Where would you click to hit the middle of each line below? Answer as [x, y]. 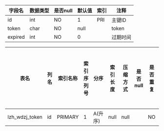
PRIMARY [68, 117]
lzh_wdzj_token [25, 117]
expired [16, 37]
